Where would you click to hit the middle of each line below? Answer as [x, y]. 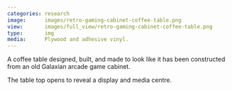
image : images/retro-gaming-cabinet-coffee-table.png [94, 20]
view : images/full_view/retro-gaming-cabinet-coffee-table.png [110, 26]
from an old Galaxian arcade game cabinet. [69, 67]
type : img [31, 33]
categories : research [39, 14]
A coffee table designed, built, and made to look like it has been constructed [116, 59]
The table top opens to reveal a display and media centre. [90, 80]
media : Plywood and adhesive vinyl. [68, 40]
